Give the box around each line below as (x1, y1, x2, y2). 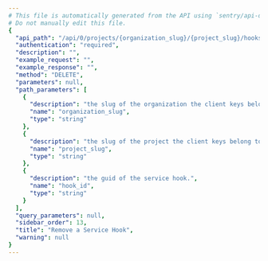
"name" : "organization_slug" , (29, 108, 130, 116)
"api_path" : (15, 33, 56, 42)
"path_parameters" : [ (15, 85, 88, 94)
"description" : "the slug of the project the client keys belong (29, 137, 251, 146)
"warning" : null (15, 234, 69, 242)
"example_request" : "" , (15, 56, 94, 64)
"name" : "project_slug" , (29, 145, 112, 153)
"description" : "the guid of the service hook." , (29, 174, 198, 183)
